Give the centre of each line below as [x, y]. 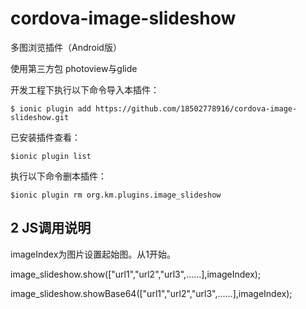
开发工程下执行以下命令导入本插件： [85, 89]
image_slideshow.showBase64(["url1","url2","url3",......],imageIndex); [151, 293]
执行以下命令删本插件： [58, 176]
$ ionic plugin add [51, 108]
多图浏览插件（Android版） [66, 47]
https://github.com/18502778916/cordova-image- [196, 108]
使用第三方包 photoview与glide [74, 68]
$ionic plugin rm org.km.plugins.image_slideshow [116, 195]
